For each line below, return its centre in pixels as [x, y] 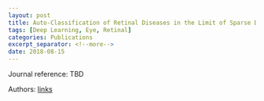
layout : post [29, 15]
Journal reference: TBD [46, 74]
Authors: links [30, 89]
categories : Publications [50, 37]
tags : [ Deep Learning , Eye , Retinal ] [70, 30]
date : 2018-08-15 [37, 52]
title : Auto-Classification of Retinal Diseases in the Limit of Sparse [130, 23]
